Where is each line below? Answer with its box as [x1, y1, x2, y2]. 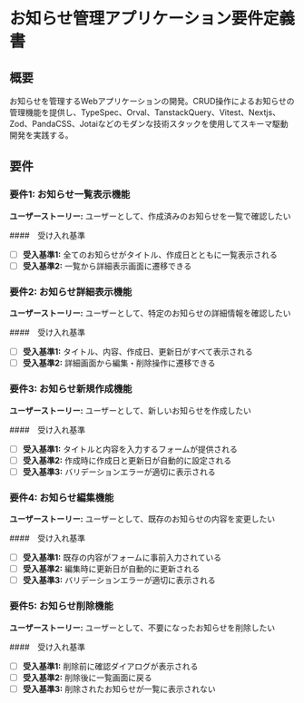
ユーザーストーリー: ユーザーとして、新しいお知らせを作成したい [9, 405, 251, 415]
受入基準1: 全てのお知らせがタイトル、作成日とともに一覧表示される [22, 249, 279, 259]
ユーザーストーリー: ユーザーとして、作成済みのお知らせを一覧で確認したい [9, 210, 291, 221]
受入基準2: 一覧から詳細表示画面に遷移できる [22, 260, 192, 271]
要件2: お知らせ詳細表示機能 [9, 285, 132, 298]
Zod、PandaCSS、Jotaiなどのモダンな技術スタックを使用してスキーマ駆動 [9, 119, 289, 129]
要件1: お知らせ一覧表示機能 [9, 188, 131, 200]
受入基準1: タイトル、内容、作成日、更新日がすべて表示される [22, 347, 253, 357]
